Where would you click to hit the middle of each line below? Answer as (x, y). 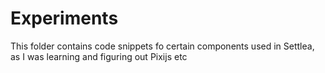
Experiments (64, 18)
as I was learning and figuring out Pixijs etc (99, 56)
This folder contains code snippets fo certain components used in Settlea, (162, 46)
